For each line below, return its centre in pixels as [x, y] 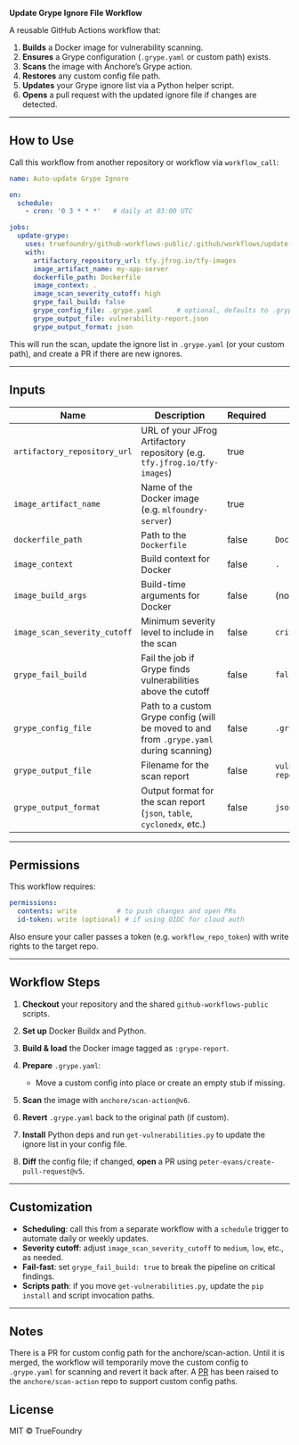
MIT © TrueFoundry [46, 1431]
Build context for [176, 559]
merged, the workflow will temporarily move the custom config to [129, 1362]
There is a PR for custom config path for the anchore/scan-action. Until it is [147, 1353]
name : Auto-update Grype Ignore [69, 179]
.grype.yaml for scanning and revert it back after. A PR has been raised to [144, 1372]
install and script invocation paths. [88, 1295]
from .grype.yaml [177, 739]
